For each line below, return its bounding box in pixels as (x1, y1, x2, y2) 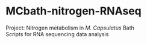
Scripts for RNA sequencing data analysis (5, 30, 109, 37)
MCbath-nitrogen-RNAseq (5, 4, 142, 18)
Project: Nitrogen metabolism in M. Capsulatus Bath (5, 24, 135, 31)
